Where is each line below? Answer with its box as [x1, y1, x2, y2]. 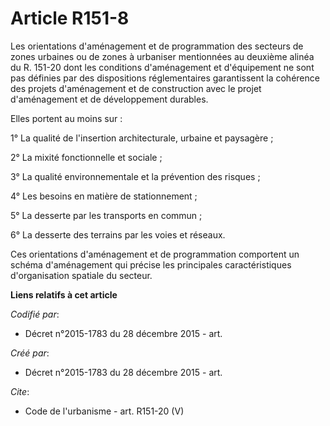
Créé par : [10, 347, 50, 359]
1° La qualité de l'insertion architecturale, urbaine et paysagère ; [10, 132, 274, 144]
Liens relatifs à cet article [10, 288, 118, 301]
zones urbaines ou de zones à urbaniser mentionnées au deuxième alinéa [10, 50, 315, 62]
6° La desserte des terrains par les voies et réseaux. [10, 228, 226, 241]
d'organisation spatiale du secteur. [10, 269, 153, 281]
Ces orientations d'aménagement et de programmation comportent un [10, 248, 300, 260]
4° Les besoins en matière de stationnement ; [10, 190, 198, 202]
